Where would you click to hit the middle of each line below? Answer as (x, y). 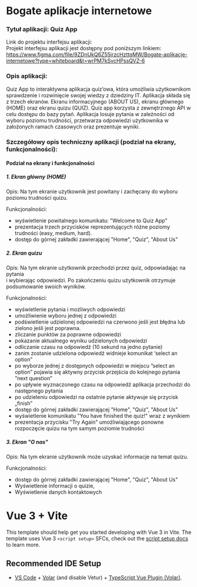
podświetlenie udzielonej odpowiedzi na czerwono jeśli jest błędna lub (100, 322)
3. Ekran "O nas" (27, 442)
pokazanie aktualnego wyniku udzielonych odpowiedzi (81, 341)
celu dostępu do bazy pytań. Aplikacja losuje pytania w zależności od (90, 114)
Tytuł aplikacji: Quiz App (42, 29)
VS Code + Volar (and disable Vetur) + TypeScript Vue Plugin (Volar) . (98, 577)
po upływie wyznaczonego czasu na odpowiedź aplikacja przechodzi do (102, 385)
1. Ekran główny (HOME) (36, 177)
